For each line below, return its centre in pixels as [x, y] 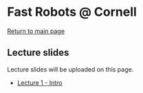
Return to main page [36, 31]
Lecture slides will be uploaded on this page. [70, 69]
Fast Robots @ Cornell [72, 12]
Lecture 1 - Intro [40, 83]
